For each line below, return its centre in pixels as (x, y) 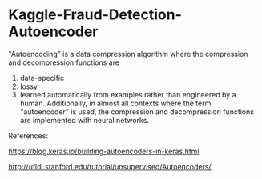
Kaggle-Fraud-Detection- (95, 15)
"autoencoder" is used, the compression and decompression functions (137, 111)
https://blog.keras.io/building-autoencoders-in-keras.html (104, 151)
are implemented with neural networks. (85, 120)
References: (28, 135)
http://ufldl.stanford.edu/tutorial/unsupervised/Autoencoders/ (110, 166)
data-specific (42, 78)
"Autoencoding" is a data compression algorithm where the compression (128, 54)
